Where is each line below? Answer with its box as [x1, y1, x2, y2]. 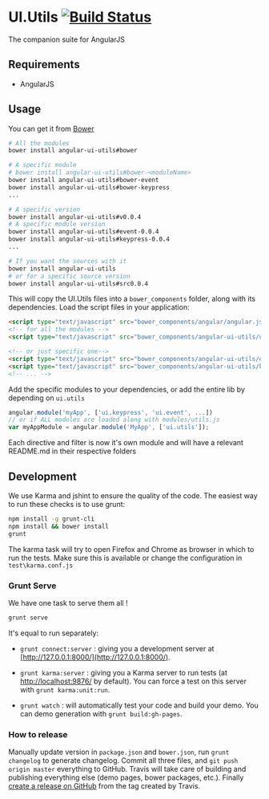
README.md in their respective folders [8, 446, 137, 456]
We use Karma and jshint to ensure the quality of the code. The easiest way [8, 491, 258, 501]
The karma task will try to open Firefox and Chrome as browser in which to [8, 544, 255, 554]
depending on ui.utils [8, 393, 86, 403]
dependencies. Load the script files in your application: [8, 302, 190, 312]
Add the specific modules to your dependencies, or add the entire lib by [8, 384, 246, 394]
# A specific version [8, 205, 81, 213]
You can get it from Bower [8, 124, 94, 133]
